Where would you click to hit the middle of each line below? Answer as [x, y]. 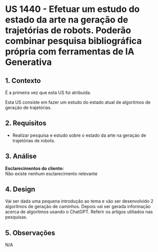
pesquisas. [16, 217]
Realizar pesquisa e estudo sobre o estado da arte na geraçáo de [79, 135]
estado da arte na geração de [67, 20]
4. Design [20, 189]
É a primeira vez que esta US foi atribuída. [48, 93]
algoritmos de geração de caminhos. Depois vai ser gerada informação [78, 207]
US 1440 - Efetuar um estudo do [73, 9]
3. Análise [21, 156]
